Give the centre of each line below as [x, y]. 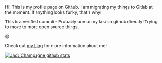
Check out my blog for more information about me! [56, 46]
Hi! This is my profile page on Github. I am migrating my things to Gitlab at [79, 7]
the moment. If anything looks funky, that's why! [53, 12]
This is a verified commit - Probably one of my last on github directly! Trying [81, 22]
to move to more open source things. [42, 27]
